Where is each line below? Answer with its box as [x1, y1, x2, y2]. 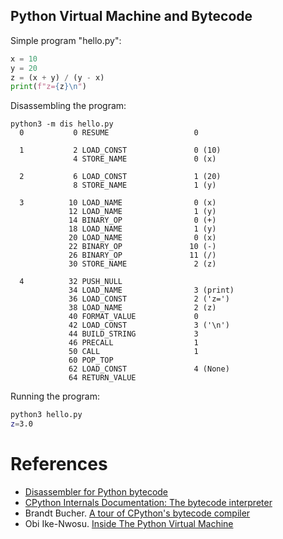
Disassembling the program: [10, 100, 127, 112]
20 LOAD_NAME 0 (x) [68, 233, 217, 243]
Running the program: [10, 390, 100, 403]
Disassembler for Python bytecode [24, 486, 169, 498]
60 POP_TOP [68, 355, 114, 366]
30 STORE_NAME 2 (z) [68, 259, 217, 269]
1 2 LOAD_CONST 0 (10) [19, 145, 222, 156]
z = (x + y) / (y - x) [10, 72, 105, 83]
